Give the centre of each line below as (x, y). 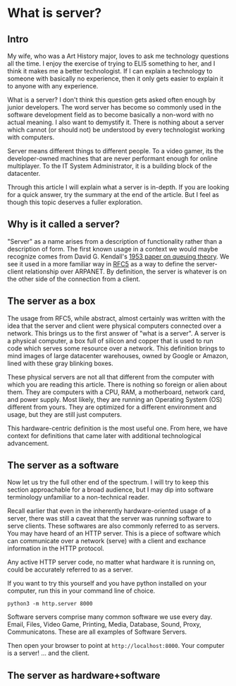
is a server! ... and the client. (49, 653)
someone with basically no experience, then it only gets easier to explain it (116, 78)
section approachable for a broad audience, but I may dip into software (110, 490)
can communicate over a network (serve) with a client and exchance (107, 541)
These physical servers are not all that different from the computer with (111, 377)
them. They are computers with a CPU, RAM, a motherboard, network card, (116, 392)
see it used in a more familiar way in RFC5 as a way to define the (101, 264)
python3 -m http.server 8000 (50, 604)
